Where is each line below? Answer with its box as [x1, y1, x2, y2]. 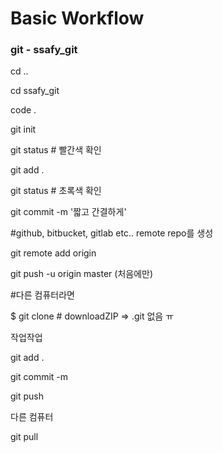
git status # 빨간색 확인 [10, 144, 102, 156]
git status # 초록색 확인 [10, 185, 102, 197]
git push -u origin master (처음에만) [10, 268, 154, 280]
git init [10, 123, 37, 136]
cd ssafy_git [10, 85, 60, 97]
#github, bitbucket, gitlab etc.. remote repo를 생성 [10, 227, 214, 239]
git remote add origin [10, 247, 97, 259]
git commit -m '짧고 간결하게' [10, 206, 127, 218]
